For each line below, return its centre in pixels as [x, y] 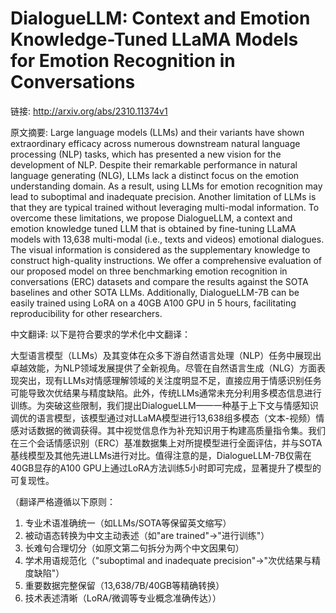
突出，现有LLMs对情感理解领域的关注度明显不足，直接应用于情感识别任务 [170, 380]
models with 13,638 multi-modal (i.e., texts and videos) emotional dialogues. [167, 239]
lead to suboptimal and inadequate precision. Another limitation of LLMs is [163, 196]
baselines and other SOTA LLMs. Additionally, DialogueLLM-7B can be [155, 292]
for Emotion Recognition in [123, 61]
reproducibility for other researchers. [86, 313]
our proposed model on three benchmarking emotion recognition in [149, 271]
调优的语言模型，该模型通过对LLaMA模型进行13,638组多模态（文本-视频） [163, 418]
